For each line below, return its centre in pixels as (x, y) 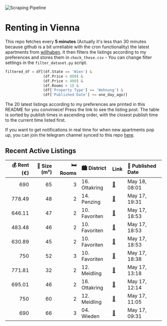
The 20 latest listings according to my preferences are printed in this (75, 104)
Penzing (91, 202)
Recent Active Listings (41, 151)
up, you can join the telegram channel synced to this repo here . (70, 135)
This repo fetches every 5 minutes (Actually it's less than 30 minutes (76, 41)
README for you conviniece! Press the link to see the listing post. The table (83, 110)
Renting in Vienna (42, 28)
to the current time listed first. (36, 120)
